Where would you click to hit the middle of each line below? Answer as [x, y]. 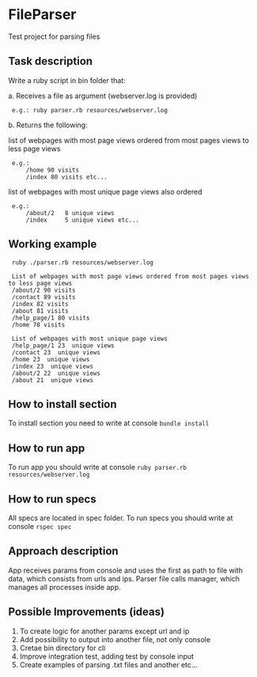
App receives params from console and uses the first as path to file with [126, 570]
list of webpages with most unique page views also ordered [106, 191]
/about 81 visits [40, 311]
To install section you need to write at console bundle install [109, 423]
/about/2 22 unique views [56, 373]
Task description [51, 61]
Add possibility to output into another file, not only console [115, 639]
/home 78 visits [38, 325]
